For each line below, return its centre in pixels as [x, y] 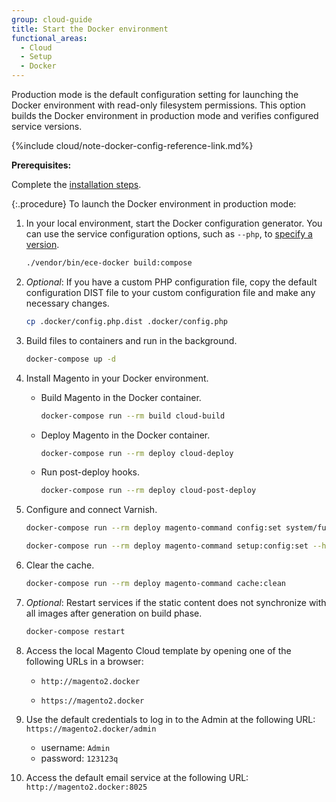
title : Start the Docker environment [90, 29]
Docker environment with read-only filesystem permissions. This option [158, 105]
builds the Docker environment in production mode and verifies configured [165, 115]
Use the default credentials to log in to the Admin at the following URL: [170, 719]
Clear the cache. [60, 565]
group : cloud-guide [52, 19]
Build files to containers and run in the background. [131, 340]
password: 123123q [79, 758]
